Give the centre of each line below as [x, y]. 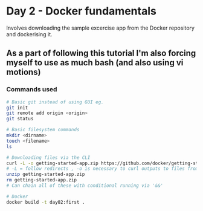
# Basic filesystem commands [43, 130]
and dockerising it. [29, 34]
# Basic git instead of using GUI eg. [55, 102]
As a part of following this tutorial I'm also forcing [101, 54]
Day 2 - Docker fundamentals [82, 11]
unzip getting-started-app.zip [46, 174]
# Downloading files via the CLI [48, 157]
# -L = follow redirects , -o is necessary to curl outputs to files [96, 169]
